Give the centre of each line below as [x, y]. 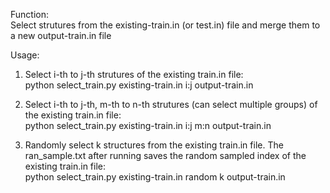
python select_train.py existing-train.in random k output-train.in [155, 177]
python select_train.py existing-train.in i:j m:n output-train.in [148, 125]
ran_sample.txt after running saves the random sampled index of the [165, 155]
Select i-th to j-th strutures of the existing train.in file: [134, 74]
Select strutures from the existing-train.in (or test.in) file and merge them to [165, 25]
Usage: [25, 55]
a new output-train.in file [61, 35]
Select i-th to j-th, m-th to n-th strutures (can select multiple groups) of [171, 104]
